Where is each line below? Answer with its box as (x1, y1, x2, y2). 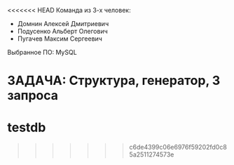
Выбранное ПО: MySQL (7, 48, 77, 56)
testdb (7, 119, 46, 136)
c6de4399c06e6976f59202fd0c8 (129, 143, 228, 152)
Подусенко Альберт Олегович (17, 27, 109, 35)
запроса (7, 88, 58, 104)
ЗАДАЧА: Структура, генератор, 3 (7, 73, 221, 88)
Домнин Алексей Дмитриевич (17, 20, 109, 27)
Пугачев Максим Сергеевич (17, 34, 103, 43)
